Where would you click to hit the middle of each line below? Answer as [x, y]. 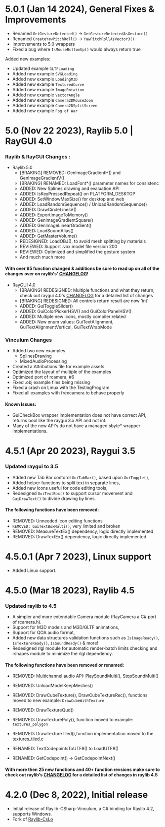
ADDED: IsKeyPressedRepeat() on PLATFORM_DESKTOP [78, 194]
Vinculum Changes [29, 340]
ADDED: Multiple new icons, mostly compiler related [73, 317]
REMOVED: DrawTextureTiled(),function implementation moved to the [83, 734]
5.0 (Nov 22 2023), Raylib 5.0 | [69, 131]
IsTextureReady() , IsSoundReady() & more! [55, 643]
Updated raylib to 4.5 [31, 606]
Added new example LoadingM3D [45, 79]
